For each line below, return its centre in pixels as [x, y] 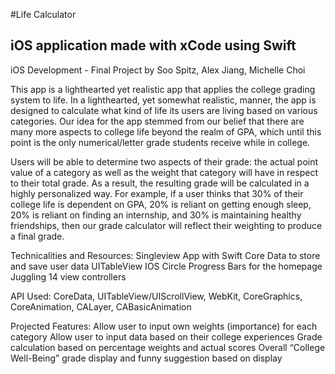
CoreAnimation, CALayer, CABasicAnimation [101, 306]
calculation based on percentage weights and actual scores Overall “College [168, 347]
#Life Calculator [43, 14]
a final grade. [37, 236]
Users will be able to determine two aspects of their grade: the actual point [164, 161]
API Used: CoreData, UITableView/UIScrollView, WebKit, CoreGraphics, [156, 296]
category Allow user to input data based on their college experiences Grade [166, 336]
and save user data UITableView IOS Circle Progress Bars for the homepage [166, 266]
